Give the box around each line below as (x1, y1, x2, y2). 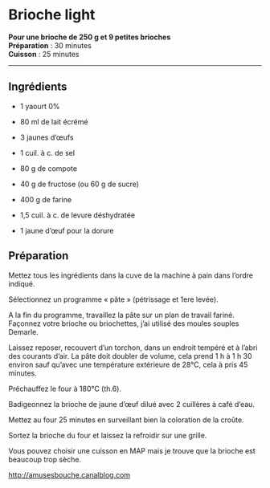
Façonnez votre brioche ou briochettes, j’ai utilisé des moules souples (8, 319, 239, 328)
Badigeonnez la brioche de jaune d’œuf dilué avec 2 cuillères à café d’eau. (8, 399, 256, 409)
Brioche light (8, 6, 96, 24)
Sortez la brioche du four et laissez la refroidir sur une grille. (8, 430, 207, 440)
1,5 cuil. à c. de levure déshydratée (19, 210, 135, 220)
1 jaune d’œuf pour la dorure (19, 226, 114, 235)
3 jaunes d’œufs (19, 132, 74, 142)
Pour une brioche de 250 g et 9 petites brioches (8, 32, 171, 42)
